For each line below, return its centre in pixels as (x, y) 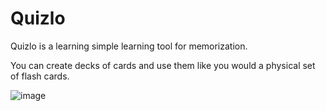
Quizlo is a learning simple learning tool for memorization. (129, 46)
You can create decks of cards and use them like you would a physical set (163, 65)
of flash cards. (40, 76)
